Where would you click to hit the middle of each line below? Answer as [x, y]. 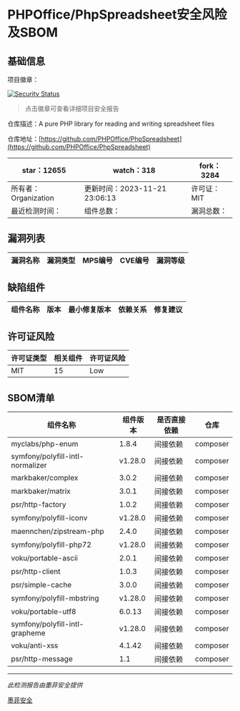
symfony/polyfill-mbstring [55, 598]
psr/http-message [42, 659]
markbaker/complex [45, 478]
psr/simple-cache [41, 585]
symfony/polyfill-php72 [51, 545]
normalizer [29, 465]
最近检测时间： [36, 211]
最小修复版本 [90, 309]
